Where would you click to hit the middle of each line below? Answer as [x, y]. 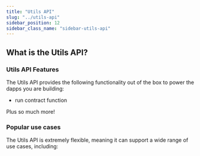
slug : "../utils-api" [33, 17]
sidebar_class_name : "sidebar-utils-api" [59, 28]
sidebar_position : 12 [33, 23]
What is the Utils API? [47, 52]
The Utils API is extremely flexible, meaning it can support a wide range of [97, 140]
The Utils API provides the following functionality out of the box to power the [100, 82]
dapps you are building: [35, 88]
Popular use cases [33, 127]
